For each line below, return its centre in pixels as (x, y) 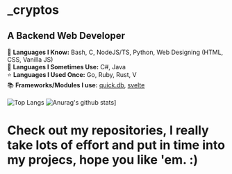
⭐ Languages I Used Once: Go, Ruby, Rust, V (72, 75)
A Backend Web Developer (66, 36)
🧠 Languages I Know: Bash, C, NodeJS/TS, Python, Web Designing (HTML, (115, 52)
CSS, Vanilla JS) (30, 60)
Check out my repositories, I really (108, 131)
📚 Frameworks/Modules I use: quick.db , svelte (76, 85)
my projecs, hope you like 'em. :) (103, 160)
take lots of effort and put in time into (116, 145)
